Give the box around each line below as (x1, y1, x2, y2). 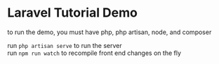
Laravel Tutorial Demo (7, 5, 138, 21)
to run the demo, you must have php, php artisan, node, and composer (7, 28, 212, 36)
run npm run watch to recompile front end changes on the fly (7, 49, 181, 57)
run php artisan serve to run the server (7, 41, 122, 49)
